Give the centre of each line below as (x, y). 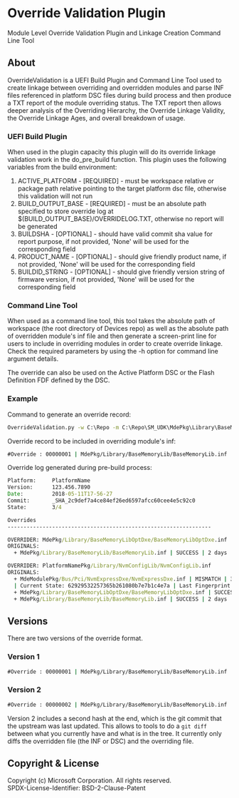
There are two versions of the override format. (75, 638)
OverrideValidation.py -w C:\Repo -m (63, 427)
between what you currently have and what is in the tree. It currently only (115, 733)
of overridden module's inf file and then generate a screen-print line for (112, 336)
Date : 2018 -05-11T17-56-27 (60, 494)
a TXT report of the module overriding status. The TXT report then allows (115, 103)
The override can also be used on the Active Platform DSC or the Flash (111, 373)
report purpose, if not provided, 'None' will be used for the (103, 242)
